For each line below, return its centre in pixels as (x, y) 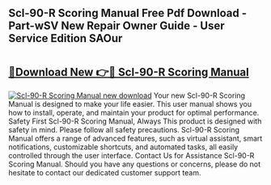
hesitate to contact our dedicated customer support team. (105, 172)
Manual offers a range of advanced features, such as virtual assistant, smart (135, 138)
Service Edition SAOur (66, 38)
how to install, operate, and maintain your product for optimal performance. (134, 113)
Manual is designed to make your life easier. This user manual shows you (130, 104)
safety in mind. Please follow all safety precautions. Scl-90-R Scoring (124, 130)
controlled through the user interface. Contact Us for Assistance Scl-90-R (131, 156)
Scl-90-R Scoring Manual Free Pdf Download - (128, 13)
